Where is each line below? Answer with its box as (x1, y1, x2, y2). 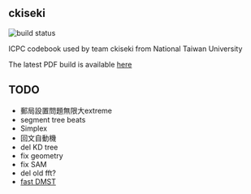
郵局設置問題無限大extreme (19, 106, 112, 115)
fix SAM (19, 159, 47, 169)
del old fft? (19, 168, 57, 178)
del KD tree (19, 142, 58, 152)
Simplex (19, 123, 47, 133)
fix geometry (19, 150, 63, 161)
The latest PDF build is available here (8, 59, 132, 69)
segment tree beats (19, 114, 86, 124)
